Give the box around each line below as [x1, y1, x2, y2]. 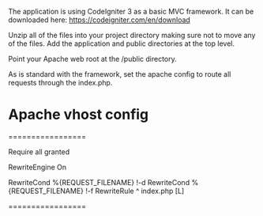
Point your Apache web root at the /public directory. [8, 55, 178, 63]
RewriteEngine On [8, 162, 67, 172]
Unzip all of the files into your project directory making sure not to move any [8, 31, 256, 40]
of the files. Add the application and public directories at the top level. [8, 39, 235, 48]
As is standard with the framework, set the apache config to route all [8, 70, 231, 78]
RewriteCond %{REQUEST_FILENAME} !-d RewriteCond [8, 177, 190, 187]
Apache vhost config [8, 106, 149, 123]
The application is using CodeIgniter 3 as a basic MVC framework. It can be [8, 7, 254, 16]
